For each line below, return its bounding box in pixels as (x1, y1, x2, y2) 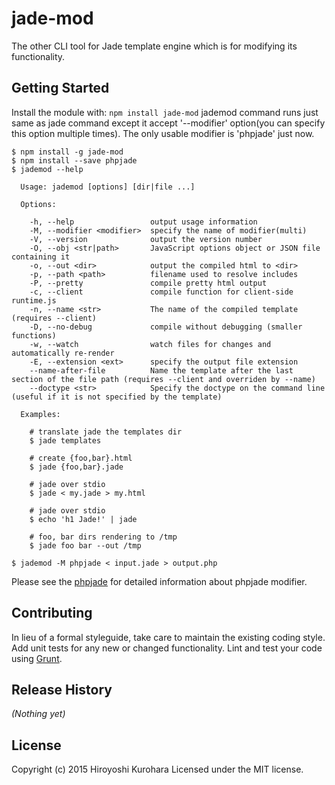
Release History (11, 681, 113, 698)
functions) (11, 330, 57, 341)
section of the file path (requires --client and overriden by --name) (11, 374, 316, 384)
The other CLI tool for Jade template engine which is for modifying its (11, 40, 298, 52)
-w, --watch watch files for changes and (29, 339, 272, 349)
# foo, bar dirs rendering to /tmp (29, 532, 178, 542)
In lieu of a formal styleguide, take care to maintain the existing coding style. (11, 631, 326, 643)
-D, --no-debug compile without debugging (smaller (29, 322, 303, 332)
